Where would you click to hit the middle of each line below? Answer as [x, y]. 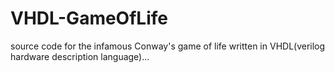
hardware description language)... [80, 56]
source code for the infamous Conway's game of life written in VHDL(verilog [168, 46]
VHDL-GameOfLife [89, 18]
